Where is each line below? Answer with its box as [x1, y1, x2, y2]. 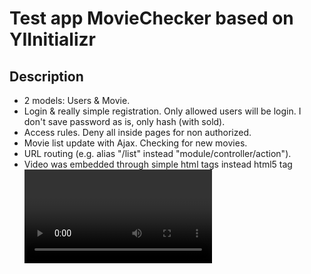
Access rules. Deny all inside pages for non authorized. [23, 127, 252, 138]
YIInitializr [9, 28, 96, 51]
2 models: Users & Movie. [23, 95, 131, 106]
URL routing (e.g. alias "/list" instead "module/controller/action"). [23, 148, 292, 159]
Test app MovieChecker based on [9, 7, 294, 30]
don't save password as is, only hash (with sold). [23, 116, 226, 127]
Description [9, 68, 84, 85]
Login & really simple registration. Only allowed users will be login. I [23, 105, 302, 117]
